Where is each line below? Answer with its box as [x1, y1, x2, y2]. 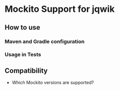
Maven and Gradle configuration [4, 38, 85, 45]
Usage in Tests [4, 51, 41, 58]
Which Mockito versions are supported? [11, 80, 94, 86]
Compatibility [4, 66, 48, 75]
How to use [4, 23, 40, 32]
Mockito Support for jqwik [4, 3, 115, 15]
